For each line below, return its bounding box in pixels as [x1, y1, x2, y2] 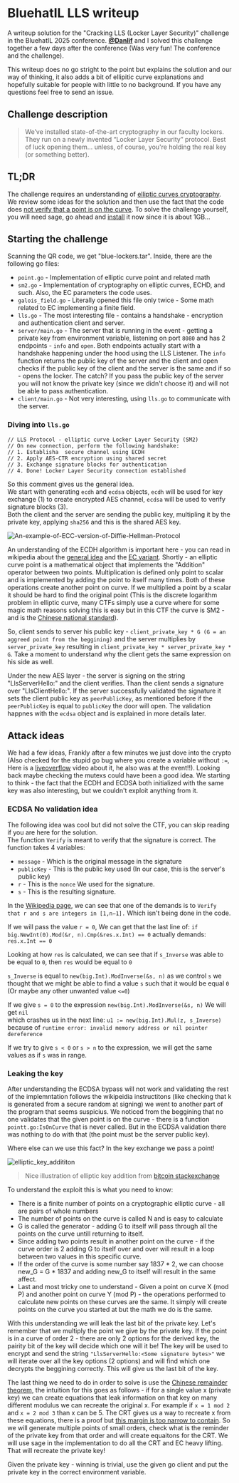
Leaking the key [7, 1068, 64, 1078]
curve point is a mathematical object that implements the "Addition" [7, 560, 205, 569]
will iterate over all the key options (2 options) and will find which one [7, 1357, 211, 1365]
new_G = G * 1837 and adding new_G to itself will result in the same [17, 1267, 216, 1276]
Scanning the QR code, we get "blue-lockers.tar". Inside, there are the [7, 252, 213, 261]
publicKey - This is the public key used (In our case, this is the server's [17, 864, 225, 873]
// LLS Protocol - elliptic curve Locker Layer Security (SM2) [7, 436, 199, 443]
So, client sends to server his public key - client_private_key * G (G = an [7, 627, 226, 636]
